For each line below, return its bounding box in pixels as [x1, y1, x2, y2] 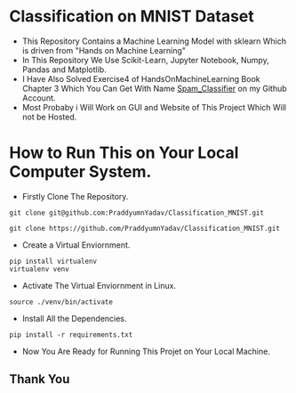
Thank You [9, 372, 70, 387]
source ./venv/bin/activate [9, 297, 114, 307]
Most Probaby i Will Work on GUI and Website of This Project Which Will [21, 102, 287, 112]
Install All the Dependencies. [21, 313, 127, 323]
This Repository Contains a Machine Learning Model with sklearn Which [21, 36, 287, 46]
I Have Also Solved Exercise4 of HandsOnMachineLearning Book [21, 73, 260, 84]
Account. [21, 92, 56, 103]
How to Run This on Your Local [9, 143, 239, 163]
